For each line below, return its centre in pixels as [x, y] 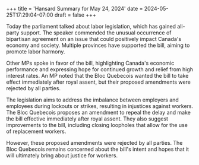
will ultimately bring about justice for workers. [62, 156]
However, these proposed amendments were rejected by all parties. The [94, 143]
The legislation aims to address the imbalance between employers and [93, 100]
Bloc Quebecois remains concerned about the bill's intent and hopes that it [97, 149]
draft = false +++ [75, 15]
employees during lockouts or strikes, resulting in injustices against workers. [100, 106]
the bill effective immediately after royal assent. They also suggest [87, 119]
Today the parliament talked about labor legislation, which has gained [91, 26]
